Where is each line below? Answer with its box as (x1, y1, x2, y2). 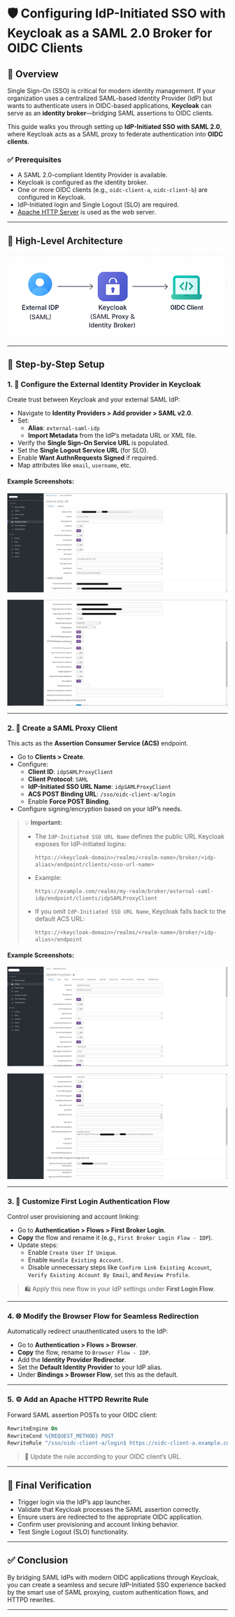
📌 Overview (7, 68, 59, 80)
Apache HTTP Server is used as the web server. (17, 208, 156, 216)
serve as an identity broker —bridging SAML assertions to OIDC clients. (7, 109, 214, 117)
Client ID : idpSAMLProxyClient (27, 767, 113, 776)
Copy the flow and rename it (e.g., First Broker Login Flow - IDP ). (17, 1234, 213, 1242)
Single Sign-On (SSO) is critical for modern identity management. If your (7, 87, 216, 95)
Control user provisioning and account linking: (7, 1213, 140, 1221)
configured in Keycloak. (17, 193, 86, 202)
